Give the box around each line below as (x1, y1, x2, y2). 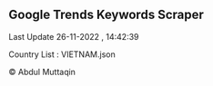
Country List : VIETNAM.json (8, 49, 116, 60)
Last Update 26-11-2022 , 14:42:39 (8, 31, 139, 42)
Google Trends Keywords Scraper (8, 7, 204, 23)
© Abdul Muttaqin (8, 66, 76, 77)
